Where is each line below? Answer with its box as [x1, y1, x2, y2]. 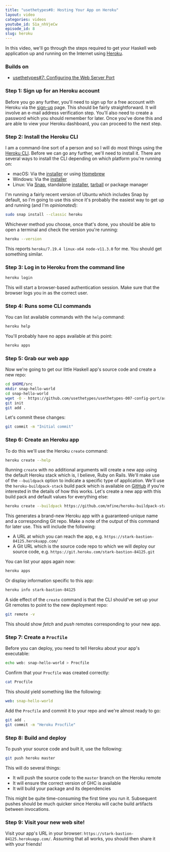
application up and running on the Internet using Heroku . [5, 50, 123, 56]
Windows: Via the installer [12, 176, 67, 182]
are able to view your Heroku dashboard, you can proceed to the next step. [5, 120, 162, 127]
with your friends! [5, 841, 42, 847]
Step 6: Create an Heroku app [5, 436, 79, 444]
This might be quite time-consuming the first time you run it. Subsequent [5, 795, 157, 801]
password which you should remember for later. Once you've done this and [5, 115, 162, 121]
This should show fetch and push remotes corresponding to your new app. [5, 621, 161, 627]
